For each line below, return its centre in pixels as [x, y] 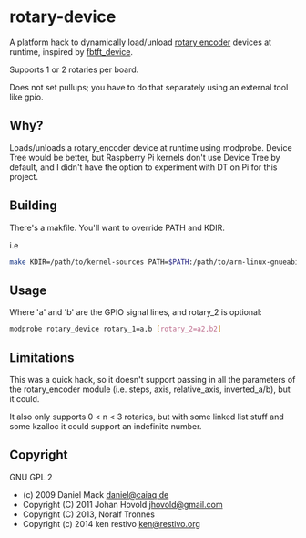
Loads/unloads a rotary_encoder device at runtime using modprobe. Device [151, 147]
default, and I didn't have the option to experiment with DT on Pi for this [143, 167]
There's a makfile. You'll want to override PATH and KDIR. [117, 227]
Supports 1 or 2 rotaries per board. [74, 69]
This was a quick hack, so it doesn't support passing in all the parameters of [153, 379]
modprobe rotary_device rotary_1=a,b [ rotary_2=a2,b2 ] [116, 329]
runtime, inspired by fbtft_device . [71, 51]
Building [33, 206]
